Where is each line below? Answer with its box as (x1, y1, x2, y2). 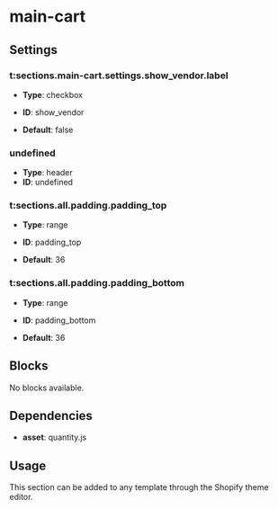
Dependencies (9, 407, 93, 424)
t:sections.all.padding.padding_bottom (9, 277, 184, 290)
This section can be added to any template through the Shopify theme (9, 482, 269, 493)
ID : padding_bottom (22, 315, 96, 326)
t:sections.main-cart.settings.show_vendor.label (9, 69, 229, 82)
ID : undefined (22, 177, 74, 188)
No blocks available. (9, 382, 85, 393)
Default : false (22, 124, 74, 135)
